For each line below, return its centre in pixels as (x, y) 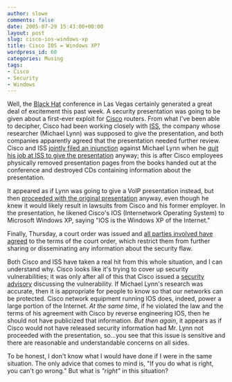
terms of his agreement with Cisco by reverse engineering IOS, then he (108, 313)
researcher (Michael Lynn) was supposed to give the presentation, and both (115, 134)
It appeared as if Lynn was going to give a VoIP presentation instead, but (110, 191)
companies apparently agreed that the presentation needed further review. (114, 141)
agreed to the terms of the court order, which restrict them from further (109, 241)
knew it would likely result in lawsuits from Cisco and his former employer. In (116, 206)
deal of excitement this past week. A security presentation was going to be (114, 111)
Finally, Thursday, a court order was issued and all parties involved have (110, 234)
